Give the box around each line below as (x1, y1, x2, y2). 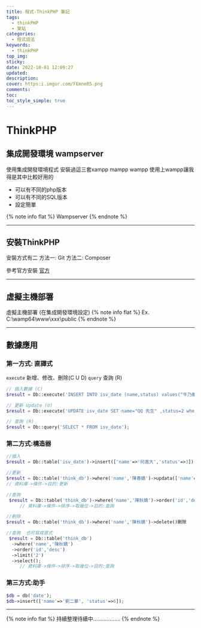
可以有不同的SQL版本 (14, 193, 68, 200)
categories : (6, 31, 36, 37)
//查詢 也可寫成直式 (6, 530, 53, 536)
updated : (6, 70, 28, 76)
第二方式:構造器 (6, 440, 51, 448)
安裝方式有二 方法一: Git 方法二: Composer (6, 254, 111, 261)
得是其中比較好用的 (6, 173, 54, 180)
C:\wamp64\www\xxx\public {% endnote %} (6, 315, 117, 323)
